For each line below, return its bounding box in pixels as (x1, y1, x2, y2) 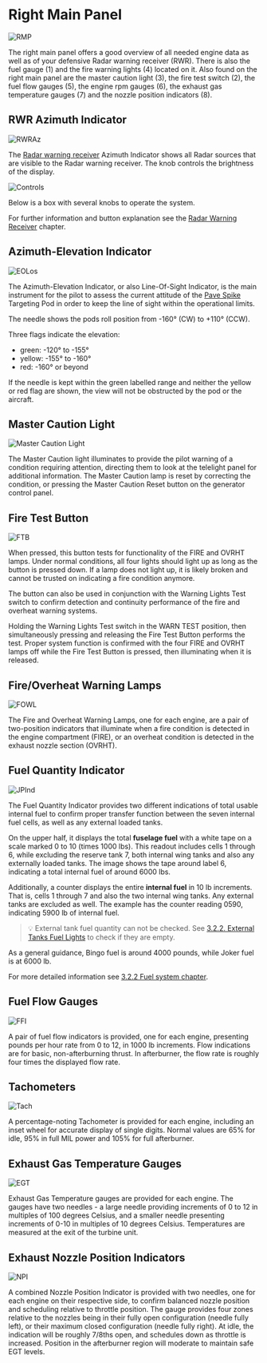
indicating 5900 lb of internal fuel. (8, 908, 120, 917)
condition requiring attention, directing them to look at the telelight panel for (8, 463, 257, 472)
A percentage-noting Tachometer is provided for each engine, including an (8, 1117, 254, 1127)
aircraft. (8, 394, 34, 404)
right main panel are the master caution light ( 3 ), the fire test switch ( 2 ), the (8, 73, 256, 82)
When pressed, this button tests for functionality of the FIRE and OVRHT (8, 548, 245, 558)
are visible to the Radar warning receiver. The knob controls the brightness (8, 158, 254, 168)
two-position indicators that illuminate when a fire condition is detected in (8, 724, 249, 733)
